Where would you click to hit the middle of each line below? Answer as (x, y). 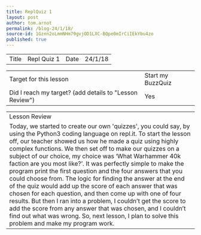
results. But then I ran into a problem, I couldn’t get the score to (98, 201)
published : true (26, 39)
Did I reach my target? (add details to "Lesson (73, 92)
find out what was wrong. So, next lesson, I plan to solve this (94, 216)
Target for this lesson (39, 79)
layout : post (22, 17)
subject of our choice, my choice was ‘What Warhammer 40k (95, 156)
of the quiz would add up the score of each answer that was (93, 186)
